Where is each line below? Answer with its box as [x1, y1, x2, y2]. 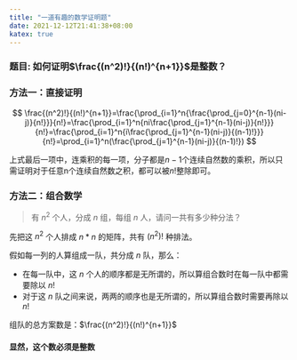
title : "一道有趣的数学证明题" [9, 12, 112, 22]
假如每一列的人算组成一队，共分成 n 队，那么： [9, 250, 182, 260]
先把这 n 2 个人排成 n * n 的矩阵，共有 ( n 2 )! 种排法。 [9, 229, 197, 242]
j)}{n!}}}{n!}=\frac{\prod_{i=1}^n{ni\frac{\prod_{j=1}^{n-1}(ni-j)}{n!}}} [24, 116, 275, 127]
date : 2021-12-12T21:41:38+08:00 [9, 21, 133, 30]
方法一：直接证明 [9, 86, 83, 99]
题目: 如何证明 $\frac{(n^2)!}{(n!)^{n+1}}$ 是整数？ [9, 60, 227, 73]
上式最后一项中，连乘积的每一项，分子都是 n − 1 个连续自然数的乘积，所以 [9, 154, 276, 164]
